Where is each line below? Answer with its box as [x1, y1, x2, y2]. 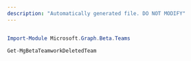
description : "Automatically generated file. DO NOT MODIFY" [7, 10, 186, 17]
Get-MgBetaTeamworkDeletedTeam [7, 47, 97, 54]
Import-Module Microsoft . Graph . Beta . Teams [7, 35, 131, 42]
